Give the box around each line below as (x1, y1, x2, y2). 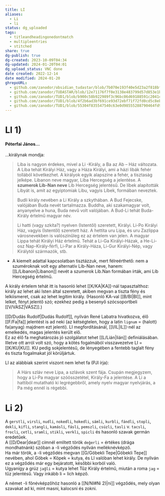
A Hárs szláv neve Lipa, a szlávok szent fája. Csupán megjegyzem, (17, 370, 153, 375)
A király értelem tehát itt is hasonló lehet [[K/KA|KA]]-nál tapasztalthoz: (5, 283, 149, 289)
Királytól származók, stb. (17, 248, 68, 254)
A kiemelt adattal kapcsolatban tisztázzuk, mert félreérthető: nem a (12, 258, 148, 264)
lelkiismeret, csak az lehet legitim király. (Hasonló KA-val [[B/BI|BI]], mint (5, 294, 152, 300)
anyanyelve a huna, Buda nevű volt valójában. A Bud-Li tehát (17, 208, 140, 214)
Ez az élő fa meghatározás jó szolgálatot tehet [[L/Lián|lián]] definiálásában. (5, 335, 159, 341)
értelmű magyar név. (30, 213, 72, 219)
